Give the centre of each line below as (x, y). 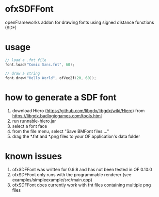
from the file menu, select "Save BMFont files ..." (60, 131)
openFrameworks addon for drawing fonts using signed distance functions (79, 22)
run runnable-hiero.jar (34, 121)
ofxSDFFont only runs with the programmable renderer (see (72, 175)
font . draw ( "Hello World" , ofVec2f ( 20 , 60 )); (51, 78)
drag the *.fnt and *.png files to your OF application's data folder (76, 136)
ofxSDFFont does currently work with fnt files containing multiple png (81, 185)
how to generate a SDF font (61, 97)
